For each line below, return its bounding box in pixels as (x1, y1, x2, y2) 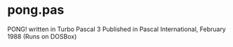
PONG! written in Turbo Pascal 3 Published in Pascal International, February (7, 25, 226, 33)
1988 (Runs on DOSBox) (7, 32, 77, 40)
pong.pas (7, 2, 65, 18)
